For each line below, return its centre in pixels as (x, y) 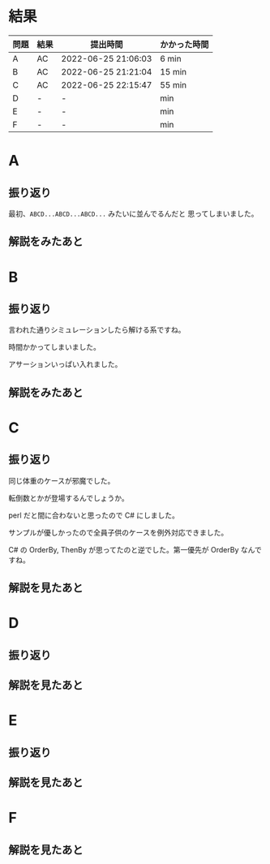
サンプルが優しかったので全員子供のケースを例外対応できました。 (118, 532)
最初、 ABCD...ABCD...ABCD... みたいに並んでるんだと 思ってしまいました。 (133, 213)
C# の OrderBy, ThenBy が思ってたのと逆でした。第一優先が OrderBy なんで (135, 549)
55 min (173, 84)
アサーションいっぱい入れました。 (65, 364)
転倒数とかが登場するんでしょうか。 (69, 498)
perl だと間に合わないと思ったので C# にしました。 (94, 515)
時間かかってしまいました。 (55, 347)
